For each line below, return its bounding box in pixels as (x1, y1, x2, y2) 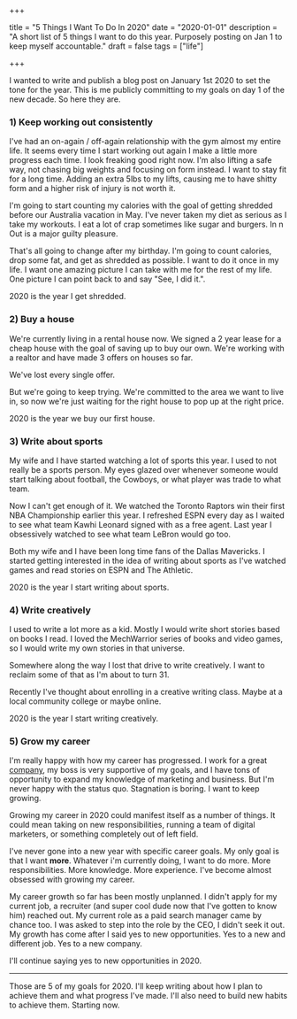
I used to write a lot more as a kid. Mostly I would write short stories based (9, 624, 280, 635)
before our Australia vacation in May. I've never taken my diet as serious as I (9, 210, 287, 220)
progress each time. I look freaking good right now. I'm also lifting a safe (9, 155, 272, 166)
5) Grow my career (9, 736, 91, 748)
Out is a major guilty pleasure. (9, 228, 118, 239)
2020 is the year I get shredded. (9, 291, 126, 302)
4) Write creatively (9, 604, 91, 616)
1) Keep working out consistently (9, 116, 153, 128)
